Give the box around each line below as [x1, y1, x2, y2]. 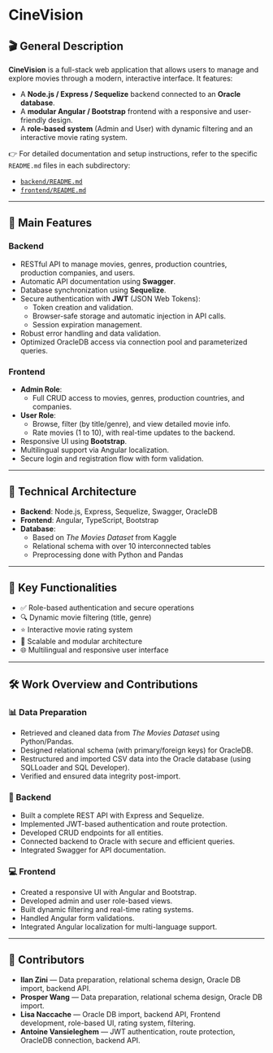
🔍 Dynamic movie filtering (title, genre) [19, 612, 152, 622]
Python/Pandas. [19, 737, 75, 747]
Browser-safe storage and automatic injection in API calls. [32, 311, 226, 321]
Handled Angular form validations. [19, 913, 136, 923]
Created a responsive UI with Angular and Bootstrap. [19, 887, 197, 897]
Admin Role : [19, 384, 63, 394]
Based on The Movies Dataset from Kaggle [32, 532, 177, 542]
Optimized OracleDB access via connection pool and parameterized [19, 336, 248, 347]
